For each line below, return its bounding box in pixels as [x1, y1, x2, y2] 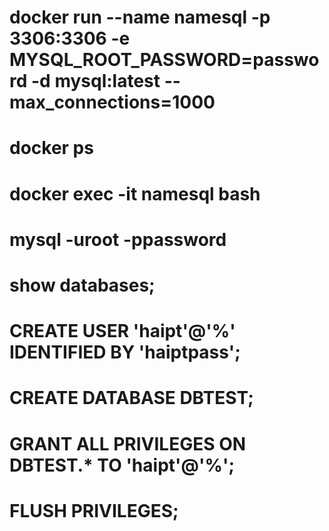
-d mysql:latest [31, 70, 161, 93]
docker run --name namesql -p [9, 6, 271, 29]
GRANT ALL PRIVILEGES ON [9, 432, 247, 455]
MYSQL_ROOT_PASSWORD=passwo [9, 49, 320, 71]
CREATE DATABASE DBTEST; [9, 387, 254, 410]
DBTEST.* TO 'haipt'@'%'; [9, 454, 235, 476]
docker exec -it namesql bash [9, 182, 261, 205]
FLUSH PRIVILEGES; [9, 499, 179, 522]
